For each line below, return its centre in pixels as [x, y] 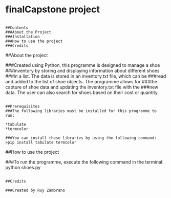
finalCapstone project [52, 10]
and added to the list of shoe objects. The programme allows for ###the [81, 81]
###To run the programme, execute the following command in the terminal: [84, 162]
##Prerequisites [23, 106]
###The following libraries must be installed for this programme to [81, 111]
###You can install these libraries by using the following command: [81, 138]
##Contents [17, 28]
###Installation [23, 37]
